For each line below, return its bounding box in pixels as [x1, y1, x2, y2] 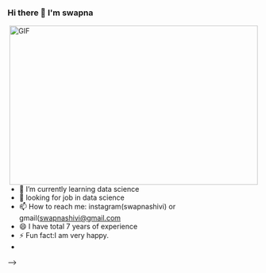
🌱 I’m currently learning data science [18, 185, 140, 194]
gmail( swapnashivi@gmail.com [18, 213, 121, 223]
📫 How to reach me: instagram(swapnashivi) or [18, 202, 176, 212]
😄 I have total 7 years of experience [18, 222, 138, 232]
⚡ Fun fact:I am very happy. [18, 231, 109, 240]
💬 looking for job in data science [18, 193, 125, 202]
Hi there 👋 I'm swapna [7, 7, 94, 18]
